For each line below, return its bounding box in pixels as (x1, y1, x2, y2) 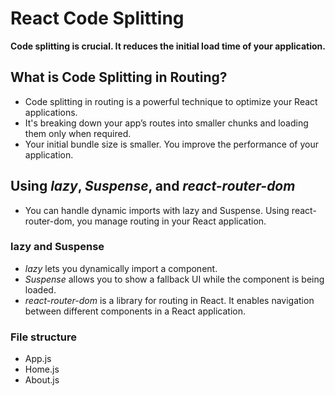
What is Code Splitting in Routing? (10, 69, 228, 86)
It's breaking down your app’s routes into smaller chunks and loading (24, 117, 309, 129)
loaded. (24, 283, 57, 296)
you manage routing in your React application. (76, 215, 267, 227)
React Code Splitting (10, 7, 185, 30)
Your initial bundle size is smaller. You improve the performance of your (24, 138, 319, 150)
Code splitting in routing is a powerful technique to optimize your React (24, 95, 318, 107)
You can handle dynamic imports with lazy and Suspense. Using (24, 204, 290, 216)
